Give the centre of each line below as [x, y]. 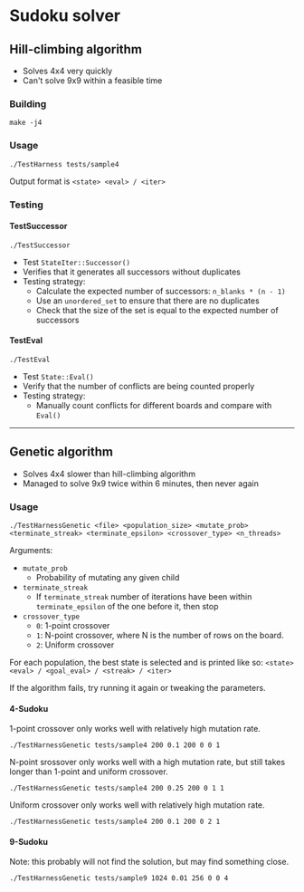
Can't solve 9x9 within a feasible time [92, 81]
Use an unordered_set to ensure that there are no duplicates [147, 301]
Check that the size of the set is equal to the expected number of [157, 310]
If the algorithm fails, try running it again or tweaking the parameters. [138, 688]
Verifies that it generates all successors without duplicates [132, 272]
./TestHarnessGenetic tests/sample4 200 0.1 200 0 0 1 [115, 745]
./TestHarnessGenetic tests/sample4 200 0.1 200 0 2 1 [115, 822]
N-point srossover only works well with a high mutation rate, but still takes [147, 763]
